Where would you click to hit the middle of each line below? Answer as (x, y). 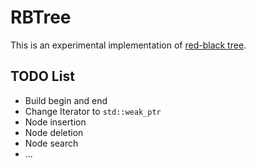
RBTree (41, 17)
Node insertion (55, 122)
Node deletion (54, 132)
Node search (51, 143)
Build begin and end (66, 100)
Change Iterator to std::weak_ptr (93, 111)
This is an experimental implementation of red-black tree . (128, 45)
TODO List (42, 76)
